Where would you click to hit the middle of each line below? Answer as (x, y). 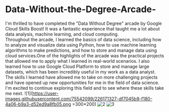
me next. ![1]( (19, 93)
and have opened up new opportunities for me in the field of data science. (82, 83)
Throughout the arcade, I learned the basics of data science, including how (83, 40)
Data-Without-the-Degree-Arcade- (81, 9)
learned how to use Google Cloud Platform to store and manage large (77, 66)
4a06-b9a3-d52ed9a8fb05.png (38, 104)
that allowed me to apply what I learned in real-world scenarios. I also (77, 61)
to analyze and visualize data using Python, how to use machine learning (81, 45)
